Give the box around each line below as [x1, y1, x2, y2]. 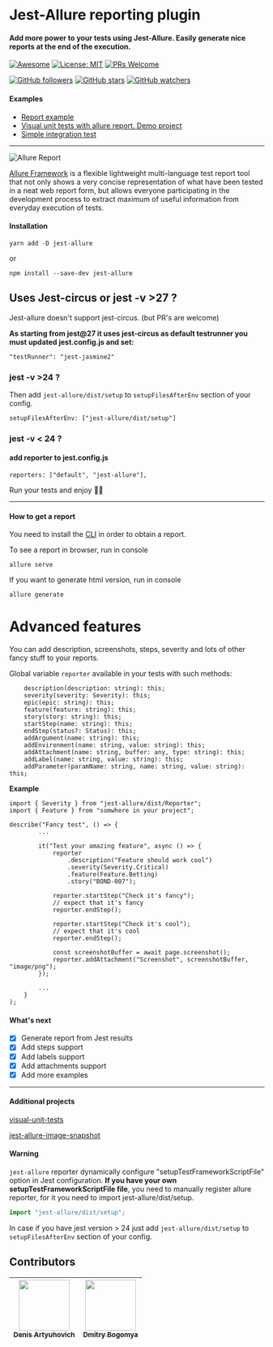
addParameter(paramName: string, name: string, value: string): [23, 762, 245, 771]
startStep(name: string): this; [23, 720, 133, 728]
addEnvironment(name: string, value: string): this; [23, 741, 206, 749]
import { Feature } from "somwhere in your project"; [9, 807, 195, 815]
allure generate [9, 590, 64, 599]
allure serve [9, 561, 53, 569]
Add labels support [20, 1052, 85, 1062]
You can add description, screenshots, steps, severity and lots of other [9, 645, 245, 654]
